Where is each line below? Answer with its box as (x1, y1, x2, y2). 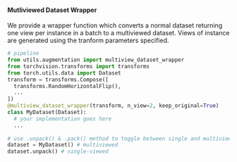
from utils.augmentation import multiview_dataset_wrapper (7, 56, 185, 63)
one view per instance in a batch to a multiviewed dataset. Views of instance (7, 29, 230, 37)
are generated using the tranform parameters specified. (7, 36, 169, 45)
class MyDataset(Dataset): (7, 109, 87, 116)
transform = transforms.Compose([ (7, 76, 109, 83)
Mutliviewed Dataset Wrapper (7, 6, 97, 14)
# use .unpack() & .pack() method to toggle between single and (7, 135, 200, 142)
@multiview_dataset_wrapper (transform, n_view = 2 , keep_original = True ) (7, 102, 219, 109)
